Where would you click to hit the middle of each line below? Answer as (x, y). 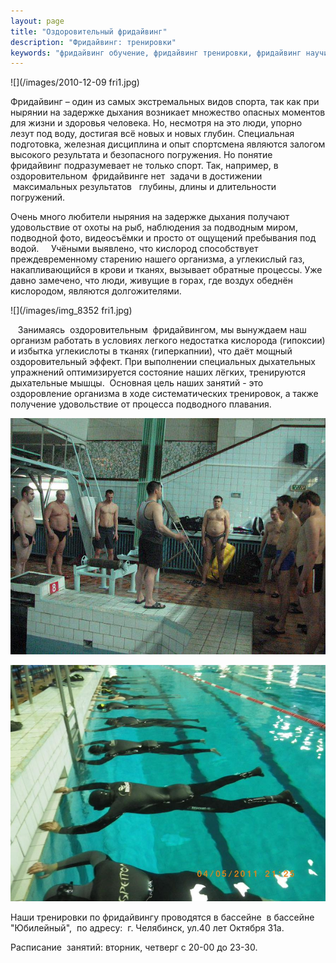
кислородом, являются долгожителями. (96, 291)
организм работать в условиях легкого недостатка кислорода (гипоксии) (168, 341)
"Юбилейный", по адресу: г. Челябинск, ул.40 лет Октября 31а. (147, 928)
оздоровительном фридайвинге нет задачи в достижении (136, 176)
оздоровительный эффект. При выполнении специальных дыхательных (163, 362)
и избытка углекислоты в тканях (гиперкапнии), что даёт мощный (151, 351)
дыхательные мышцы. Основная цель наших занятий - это (137, 383)
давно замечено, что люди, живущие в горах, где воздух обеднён (151, 281)
